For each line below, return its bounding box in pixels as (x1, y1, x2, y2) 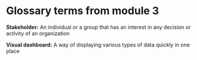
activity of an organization (6, 29, 70, 36)
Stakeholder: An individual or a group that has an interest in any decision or (6, 24, 191, 31)
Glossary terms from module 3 (6, 4, 159, 18)
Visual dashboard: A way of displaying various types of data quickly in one (6, 41, 190, 48)
